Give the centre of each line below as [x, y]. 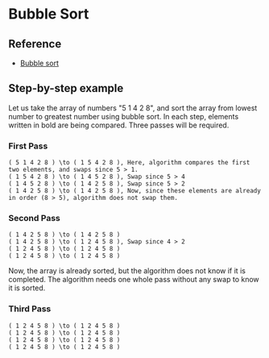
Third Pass [30, 309]
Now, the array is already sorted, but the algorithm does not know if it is [127, 271]
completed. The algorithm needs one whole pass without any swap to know [134, 280]
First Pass [28, 146]
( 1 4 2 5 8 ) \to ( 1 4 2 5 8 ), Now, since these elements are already [135, 191]
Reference [35, 44]
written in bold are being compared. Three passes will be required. [119, 125]
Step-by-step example [66, 88]
